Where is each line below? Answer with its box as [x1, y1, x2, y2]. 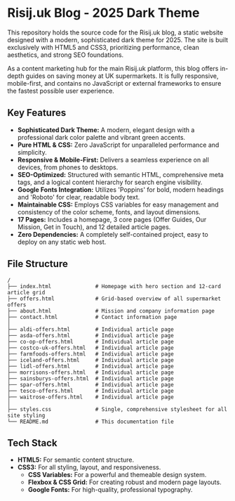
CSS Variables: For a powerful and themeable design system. [27, 471, 207, 479]
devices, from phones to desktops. [17, 163, 119, 171]
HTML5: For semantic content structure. [17, 455, 135, 464]
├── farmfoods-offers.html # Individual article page [7, 350, 174, 358]
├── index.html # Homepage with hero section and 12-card [7, 282, 221, 289]
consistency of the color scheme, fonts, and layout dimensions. [17, 207, 201, 216]
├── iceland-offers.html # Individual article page [7, 356, 174, 363]
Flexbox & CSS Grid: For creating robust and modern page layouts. [27, 478, 222, 486]
